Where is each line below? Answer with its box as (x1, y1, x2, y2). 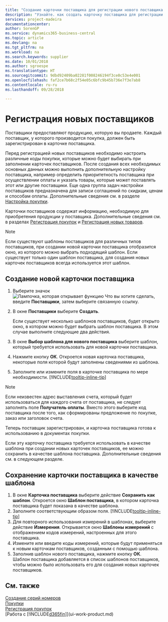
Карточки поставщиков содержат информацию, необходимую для (5, 208, 149, 214)
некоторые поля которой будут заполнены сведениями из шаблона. (12, 359, 159, 365)
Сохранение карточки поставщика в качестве (5, 471, 158, 479)
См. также (5, 582, 40, 590)
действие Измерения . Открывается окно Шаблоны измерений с (12, 524, 154, 530)
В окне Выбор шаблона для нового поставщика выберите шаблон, (12, 339, 158, 345)
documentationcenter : (5, 21, 51, 27)
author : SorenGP (5, 26, 39, 31)
